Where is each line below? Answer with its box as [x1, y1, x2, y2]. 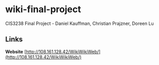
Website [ [5, 48, 26, 54]
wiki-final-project [5, 4, 81, 15]
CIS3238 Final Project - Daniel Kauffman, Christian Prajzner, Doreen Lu [5, 20, 154, 26]
